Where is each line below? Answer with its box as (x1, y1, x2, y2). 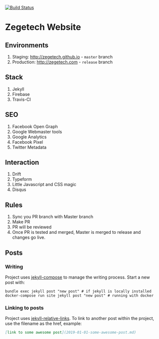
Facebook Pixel (12, 139, 43, 145)
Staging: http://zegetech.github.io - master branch (12, 54, 113, 59)
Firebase (12, 91, 30, 97)
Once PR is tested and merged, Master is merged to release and (12, 229, 141, 235)
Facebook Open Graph (12, 123, 58, 129)
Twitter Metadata (12, 144, 47, 150)
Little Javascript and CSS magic (12, 182, 77, 188)
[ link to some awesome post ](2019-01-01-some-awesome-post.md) (5, 330, 137, 335)
